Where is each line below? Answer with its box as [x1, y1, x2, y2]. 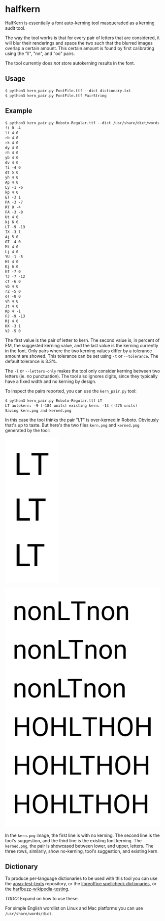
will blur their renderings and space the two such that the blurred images [5, 40, 153, 46]
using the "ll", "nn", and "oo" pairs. [5, 51, 75, 56]
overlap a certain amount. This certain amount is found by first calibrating [5, 45, 154, 51]
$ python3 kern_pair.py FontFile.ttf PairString [5, 93, 107, 98]
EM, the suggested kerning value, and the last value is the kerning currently [5, 342, 159, 348]
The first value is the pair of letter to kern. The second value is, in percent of [5, 337, 160, 343]
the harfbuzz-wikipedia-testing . [5, 886, 70, 892]
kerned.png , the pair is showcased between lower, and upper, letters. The [5, 843, 154, 849]
